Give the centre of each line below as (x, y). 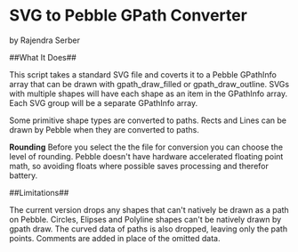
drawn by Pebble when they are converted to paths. (105, 129)
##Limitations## (39, 192)
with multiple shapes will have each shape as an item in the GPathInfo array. (148, 93)
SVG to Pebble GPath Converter (128, 16)
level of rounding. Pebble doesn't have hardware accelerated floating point (146, 156)
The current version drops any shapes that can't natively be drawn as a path (149, 209)
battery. (24, 175)
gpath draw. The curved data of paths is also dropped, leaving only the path (148, 229)
